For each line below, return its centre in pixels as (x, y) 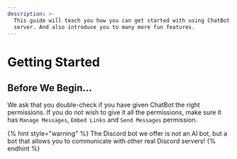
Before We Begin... (50, 88)
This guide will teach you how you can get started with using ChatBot (122, 20)
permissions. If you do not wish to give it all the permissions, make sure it (115, 112)
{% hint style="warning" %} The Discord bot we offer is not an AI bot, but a (117, 134)
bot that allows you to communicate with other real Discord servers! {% (112, 141)
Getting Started (54, 62)
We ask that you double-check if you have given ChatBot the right (104, 105)
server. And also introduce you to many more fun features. (104, 27)
